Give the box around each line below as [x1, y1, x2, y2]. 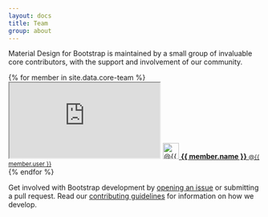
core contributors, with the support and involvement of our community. [8, 57, 243, 67]
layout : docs [8, 11, 52, 20]
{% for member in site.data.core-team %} [8, 73, 146, 83]
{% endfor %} [8, 167, 55, 177]
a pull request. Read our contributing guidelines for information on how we [8, 191, 254, 201]
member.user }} [8, 160, 52, 169]
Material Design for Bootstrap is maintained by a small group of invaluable [8, 49, 253, 59]
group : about [8, 27, 52, 35]
